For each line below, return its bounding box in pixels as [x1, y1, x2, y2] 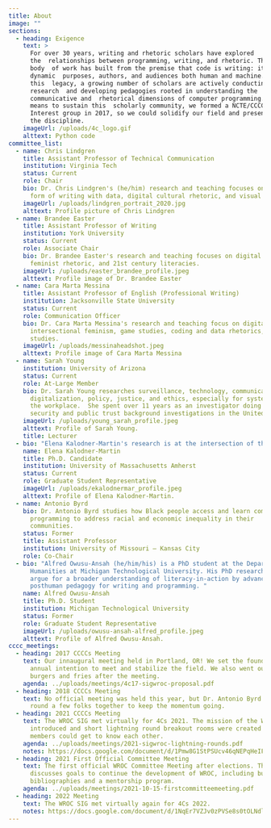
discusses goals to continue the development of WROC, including [29, 770, 254, 778]
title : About [8, 11, 52, 20]
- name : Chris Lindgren [15, 147, 95, 155]
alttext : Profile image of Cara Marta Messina [23, 349, 182, 358]
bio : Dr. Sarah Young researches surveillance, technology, [23, 387, 229, 395]
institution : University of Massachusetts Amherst [23, 462, 197, 470]
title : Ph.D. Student [23, 597, 95, 605]
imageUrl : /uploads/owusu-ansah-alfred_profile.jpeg [23, 627, 204, 635]
